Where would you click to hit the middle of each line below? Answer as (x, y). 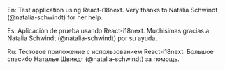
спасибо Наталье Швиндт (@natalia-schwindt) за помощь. (93, 59)
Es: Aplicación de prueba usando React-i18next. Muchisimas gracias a (108, 31)
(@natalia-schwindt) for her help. (55, 17)
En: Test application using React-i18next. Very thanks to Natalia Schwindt (112, 10)
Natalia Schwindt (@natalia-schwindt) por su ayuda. (82, 38)
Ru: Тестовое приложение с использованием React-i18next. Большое (111, 52)
